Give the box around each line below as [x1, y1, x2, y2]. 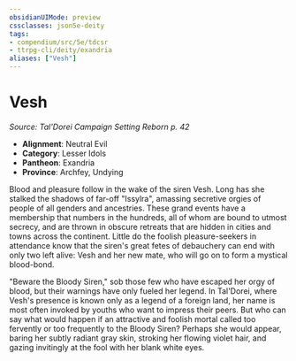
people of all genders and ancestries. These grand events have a [9, 203, 246, 213]
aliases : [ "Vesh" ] [9, 54, 77, 63]
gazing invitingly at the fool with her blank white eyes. [9, 342, 205, 352]
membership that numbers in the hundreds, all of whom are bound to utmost [9, 211, 287, 222]
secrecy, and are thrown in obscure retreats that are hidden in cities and [9, 221, 271, 232]
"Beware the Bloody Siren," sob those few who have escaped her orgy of [9, 276, 276, 287]
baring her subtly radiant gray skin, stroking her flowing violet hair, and [9, 333, 267, 343]
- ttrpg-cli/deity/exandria [9, 46, 113, 55]
